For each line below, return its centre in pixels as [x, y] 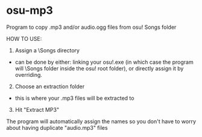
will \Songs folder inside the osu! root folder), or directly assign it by [99, 68]
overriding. [28, 75]
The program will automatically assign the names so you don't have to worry [101, 121]
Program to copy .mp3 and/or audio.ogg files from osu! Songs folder [91, 27]
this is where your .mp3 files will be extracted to [74, 98]
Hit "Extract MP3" [37, 109]
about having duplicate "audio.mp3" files [57, 127]
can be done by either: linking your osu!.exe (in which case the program [104, 62]
